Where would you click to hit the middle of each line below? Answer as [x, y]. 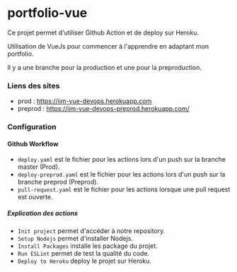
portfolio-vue [47, 13]
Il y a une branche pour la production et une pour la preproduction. [105, 67]
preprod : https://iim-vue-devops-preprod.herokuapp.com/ [103, 109]
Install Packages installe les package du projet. [87, 246]
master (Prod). [39, 167]
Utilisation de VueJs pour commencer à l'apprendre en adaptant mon [108, 46]
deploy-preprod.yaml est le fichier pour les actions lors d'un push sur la [121, 175]
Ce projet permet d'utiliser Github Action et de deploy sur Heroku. [103, 32]
